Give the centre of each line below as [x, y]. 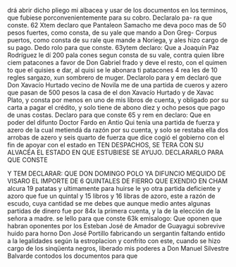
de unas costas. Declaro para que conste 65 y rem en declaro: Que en [109, 115]
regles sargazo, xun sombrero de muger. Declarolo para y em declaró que [114, 77]
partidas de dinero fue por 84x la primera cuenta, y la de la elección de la [114, 211]
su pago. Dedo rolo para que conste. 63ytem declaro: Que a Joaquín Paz [113, 48]
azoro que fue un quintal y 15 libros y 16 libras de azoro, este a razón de [112, 196]
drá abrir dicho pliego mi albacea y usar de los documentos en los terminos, [118, 10]
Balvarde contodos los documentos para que [73, 256]
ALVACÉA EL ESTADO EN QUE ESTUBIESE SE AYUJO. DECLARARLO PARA [116, 152]
